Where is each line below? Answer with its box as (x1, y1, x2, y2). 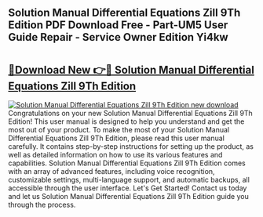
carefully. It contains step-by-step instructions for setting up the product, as (8, 142, 254, 151)
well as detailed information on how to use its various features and (8, 150, 223, 159)
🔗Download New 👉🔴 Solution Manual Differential (8, 63, 255, 77)
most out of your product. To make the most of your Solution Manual (8, 125, 230, 134)
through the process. (8, 200, 76, 209)
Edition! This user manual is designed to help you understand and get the (8, 117, 245, 126)
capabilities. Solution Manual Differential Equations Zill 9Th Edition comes (8, 158, 246, 168)
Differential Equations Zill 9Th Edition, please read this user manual (8, 133, 225, 143)
